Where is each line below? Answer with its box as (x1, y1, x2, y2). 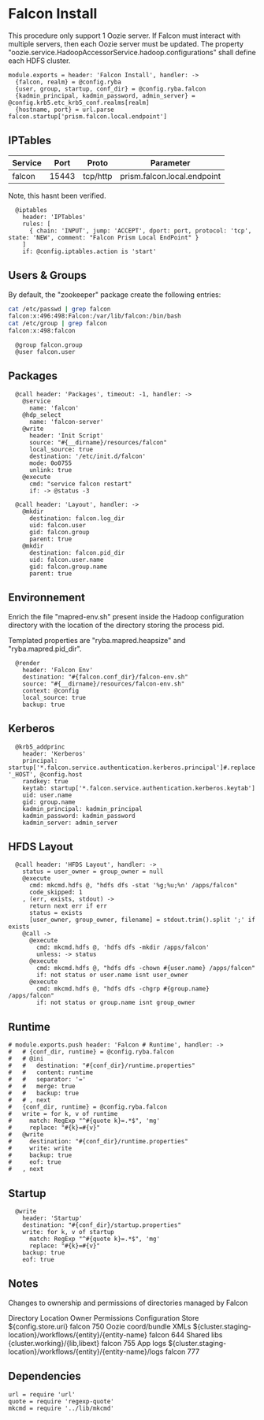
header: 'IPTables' (22, 213, 87, 221)
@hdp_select (22, 411, 61, 418)
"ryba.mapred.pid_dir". (8, 644, 82, 653)
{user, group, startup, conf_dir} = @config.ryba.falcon (15, 84, 206, 93)
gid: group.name (22, 797, 76, 806)
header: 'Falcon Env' (22, 666, 93, 674)
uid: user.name (22, 791, 73, 799)
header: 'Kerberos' (22, 749, 87, 757)
